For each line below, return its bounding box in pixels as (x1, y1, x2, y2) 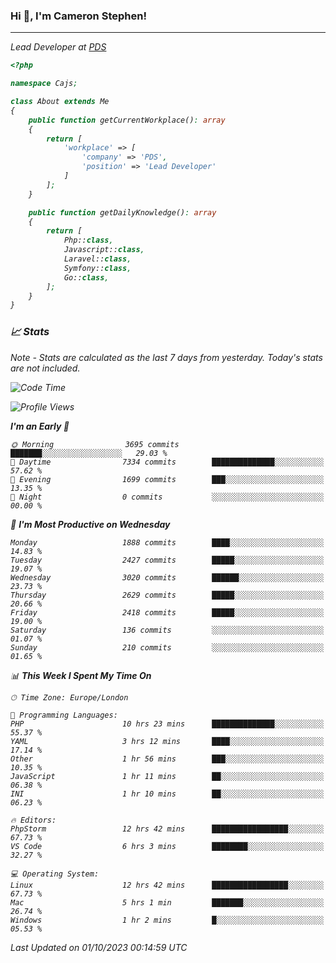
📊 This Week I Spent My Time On (10, 669, 152, 681)
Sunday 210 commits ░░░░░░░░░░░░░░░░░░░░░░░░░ (10, 642, 325, 653)
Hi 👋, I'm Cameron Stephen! (10, 9, 147, 23)
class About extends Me (10, 97, 110, 107)
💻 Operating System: (10, 869, 100, 879)
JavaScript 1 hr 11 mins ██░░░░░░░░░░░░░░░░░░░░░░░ (10, 771, 325, 781)
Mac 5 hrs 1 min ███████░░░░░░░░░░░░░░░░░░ (10, 897, 325, 908)
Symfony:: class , (63, 263, 132, 273)
